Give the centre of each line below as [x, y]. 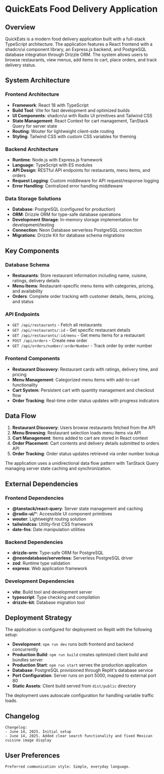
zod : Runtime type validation [41, 563]
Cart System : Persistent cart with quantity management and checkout [83, 390]
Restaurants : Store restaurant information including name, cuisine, [80, 275]
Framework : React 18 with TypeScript [50, 105]
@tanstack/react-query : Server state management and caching [78, 508]
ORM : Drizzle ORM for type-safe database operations [67, 214]
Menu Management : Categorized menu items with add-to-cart [76, 379]
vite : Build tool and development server [52, 592]
